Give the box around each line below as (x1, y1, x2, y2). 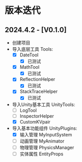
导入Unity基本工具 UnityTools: (12, 101, 75, 108)
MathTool (19, 64, 40, 70)
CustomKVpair (19, 118, 50, 125)
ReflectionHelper (19, 76, 56, 83)
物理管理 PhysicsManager (19, 144, 74, 150)
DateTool (19, 52, 39, 58)
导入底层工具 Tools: (12, 46, 53, 52)
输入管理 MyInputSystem (19, 131, 72, 137)
